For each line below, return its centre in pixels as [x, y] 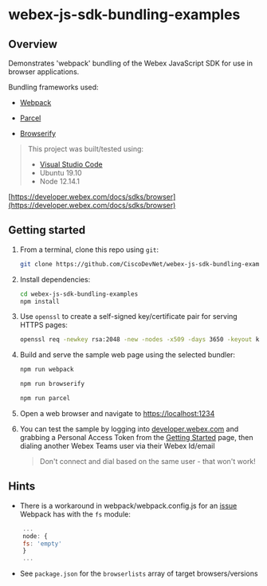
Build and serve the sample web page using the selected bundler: [128, 355]
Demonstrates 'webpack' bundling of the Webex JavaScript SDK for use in [131, 63]
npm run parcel [45, 399]
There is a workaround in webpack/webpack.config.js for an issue [128, 505]
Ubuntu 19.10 [61, 173]
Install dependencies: [55, 279]
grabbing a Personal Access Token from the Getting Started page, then [136, 437]
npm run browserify [52, 384]
